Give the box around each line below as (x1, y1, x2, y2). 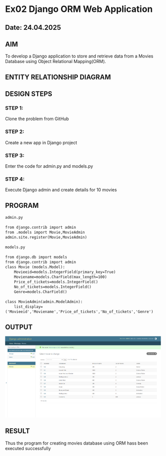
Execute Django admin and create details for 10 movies (5, 187, 117, 193)
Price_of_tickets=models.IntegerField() (14, 279, 98, 285)
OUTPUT (5, 323, 33, 331)
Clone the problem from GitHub (5, 116, 69, 122)
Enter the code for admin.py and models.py (5, 163, 93, 169)
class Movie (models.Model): (5, 264, 65, 270)
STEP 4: (5, 175, 25, 182)
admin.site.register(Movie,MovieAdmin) (5, 235, 87, 240)
